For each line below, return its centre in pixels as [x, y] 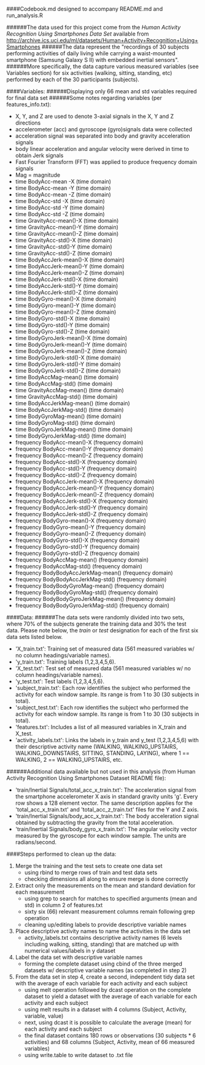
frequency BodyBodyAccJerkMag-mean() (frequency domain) [94, 573]
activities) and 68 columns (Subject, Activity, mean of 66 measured [110, 1042]
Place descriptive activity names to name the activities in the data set [103, 931]
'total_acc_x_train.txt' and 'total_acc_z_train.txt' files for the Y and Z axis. [107, 809]
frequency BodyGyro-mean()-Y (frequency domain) [80, 527]
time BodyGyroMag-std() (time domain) [65, 423]
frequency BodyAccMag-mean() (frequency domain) [82, 560]
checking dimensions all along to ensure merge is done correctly [106, 879]
